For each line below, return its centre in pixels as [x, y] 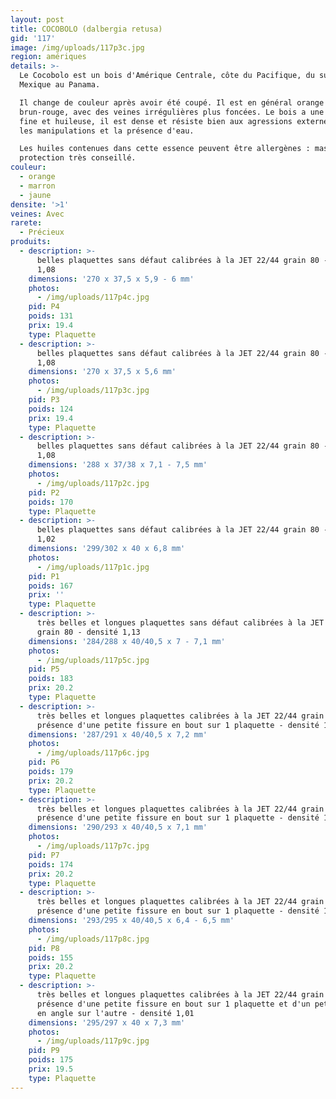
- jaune [35, 195]
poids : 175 [51, 1060]
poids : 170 [51, 502]
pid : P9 [44, 1051]
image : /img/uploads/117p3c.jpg [77, 47]
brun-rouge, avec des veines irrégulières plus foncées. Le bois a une [172, 112]
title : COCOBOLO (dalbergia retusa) [86, 29]
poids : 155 [51, 957]
